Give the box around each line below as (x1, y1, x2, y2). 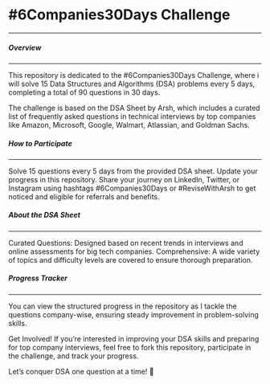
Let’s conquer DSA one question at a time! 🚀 (8, 366, 154, 376)
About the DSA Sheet (8, 210, 80, 220)
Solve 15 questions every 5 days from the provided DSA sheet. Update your (8, 166, 259, 176)
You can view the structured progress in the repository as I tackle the (8, 301, 237, 311)
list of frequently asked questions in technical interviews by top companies (8, 111, 256, 121)
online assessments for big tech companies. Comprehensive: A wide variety (8, 247, 260, 256)
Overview (8, 43, 42, 52)
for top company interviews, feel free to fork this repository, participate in (8, 342, 252, 352)
